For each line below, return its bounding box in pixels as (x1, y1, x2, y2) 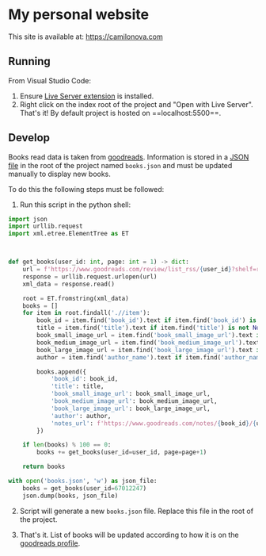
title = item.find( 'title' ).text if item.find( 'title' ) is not (36, 324, 249, 332)
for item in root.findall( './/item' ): (22, 309, 150, 317)
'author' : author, (50, 412, 112, 420)
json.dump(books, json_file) (22, 492, 119, 500)
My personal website (8, 6, 150, 24)
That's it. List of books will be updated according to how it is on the (19, 530, 239, 539)
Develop (8, 131, 50, 144)
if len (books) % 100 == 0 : (22, 441, 112, 449)
